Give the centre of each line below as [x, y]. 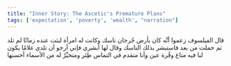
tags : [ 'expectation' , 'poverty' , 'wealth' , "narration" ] [93, 20]
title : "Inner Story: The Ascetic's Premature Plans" [87, 14]
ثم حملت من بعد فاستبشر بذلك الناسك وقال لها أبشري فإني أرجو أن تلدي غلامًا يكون [114, 47]
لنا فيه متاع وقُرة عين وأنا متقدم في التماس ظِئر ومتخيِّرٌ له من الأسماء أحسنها [105, 55]
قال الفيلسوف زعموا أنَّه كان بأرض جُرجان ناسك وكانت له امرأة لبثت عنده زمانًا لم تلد [115, 40]
